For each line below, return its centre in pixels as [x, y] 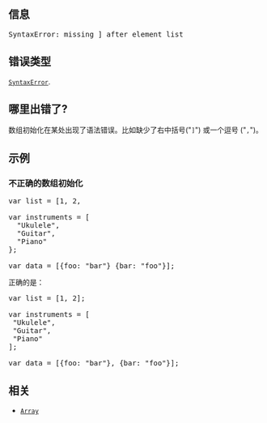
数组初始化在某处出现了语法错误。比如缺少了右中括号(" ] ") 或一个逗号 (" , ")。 [136, 130]
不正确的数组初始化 [46, 183]
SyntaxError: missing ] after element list [96, 34]
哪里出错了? [38, 109]
